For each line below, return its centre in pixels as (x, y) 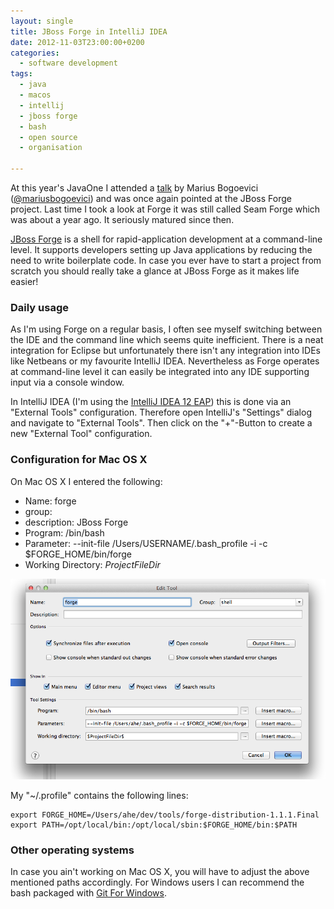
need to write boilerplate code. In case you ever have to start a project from (166, 260)
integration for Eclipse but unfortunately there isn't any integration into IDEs (165, 351)
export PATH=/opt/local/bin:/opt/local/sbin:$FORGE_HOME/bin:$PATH (154, 825)
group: (38, 511)
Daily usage (39, 307)
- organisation (51, 148)
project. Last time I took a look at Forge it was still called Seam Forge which (165, 209)
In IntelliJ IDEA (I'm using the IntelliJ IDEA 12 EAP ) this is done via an (151, 402)
